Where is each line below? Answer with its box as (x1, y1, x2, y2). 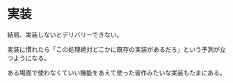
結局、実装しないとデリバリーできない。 (7, 30, 123, 39)
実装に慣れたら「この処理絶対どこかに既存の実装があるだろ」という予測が (7, 45, 220, 53)
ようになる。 (13, 53, 50, 62)
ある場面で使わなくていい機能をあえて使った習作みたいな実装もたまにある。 (7, 68, 226, 77)
